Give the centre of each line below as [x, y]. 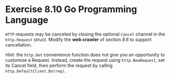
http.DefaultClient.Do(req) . [36, 71]
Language [27, 20]
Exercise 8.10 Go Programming [71, 9]
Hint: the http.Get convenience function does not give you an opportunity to [85, 55]
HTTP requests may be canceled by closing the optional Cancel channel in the [85, 34]
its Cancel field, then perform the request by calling [59, 65]
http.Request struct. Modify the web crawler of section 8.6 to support [78, 39]
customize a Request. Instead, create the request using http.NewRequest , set [85, 60]
